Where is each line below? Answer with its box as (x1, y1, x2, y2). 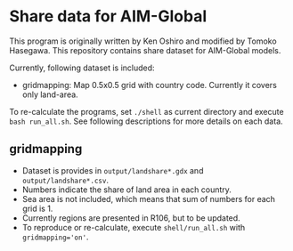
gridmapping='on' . (21, 231, 89, 242)
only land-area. (21, 89, 78, 100)
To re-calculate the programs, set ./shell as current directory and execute (9, 106, 284, 117)
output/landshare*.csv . (21, 174, 110, 185)
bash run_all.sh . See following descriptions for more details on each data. (9, 116, 283, 126)
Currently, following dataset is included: (9, 62, 155, 73)
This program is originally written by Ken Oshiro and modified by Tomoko (9, 36, 278, 46)
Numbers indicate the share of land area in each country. (21, 184, 232, 195)
